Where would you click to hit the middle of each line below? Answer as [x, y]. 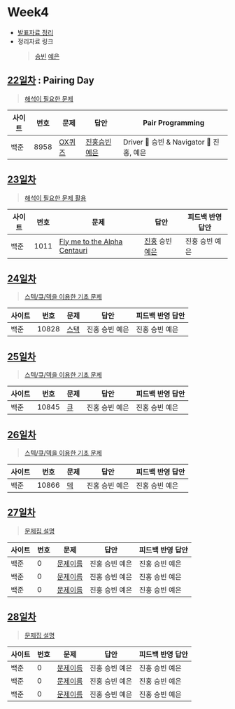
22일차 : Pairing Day [51, 80]
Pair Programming [174, 122]
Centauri [73, 250]
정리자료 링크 [35, 41]
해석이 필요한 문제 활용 [55, 198]
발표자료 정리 [35, 32]
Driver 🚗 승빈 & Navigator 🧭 [167, 142]
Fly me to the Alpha [91, 241]
